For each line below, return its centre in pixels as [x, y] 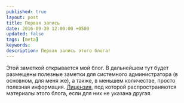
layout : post [22, 17]
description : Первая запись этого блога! [59, 51]
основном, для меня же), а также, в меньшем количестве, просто [91, 80]
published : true [26, 12]
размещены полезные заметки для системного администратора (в [92, 74]
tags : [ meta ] [22, 40]
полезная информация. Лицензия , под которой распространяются [91, 87]
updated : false [25, 34]
